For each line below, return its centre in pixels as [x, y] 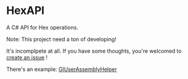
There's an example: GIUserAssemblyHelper [62, 69]
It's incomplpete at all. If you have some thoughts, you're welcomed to [94, 51]
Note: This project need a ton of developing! [61, 39]
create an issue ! [27, 57]
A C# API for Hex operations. [42, 27]
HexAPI [25, 11]
